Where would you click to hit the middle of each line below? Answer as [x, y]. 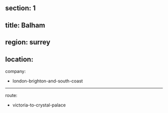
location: [19, 59]
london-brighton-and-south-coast [48, 81]
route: [11, 95]
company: [15, 71]
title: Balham [25, 25]
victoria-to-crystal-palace [39, 105]
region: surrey [28, 42]
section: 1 [20, 8]
